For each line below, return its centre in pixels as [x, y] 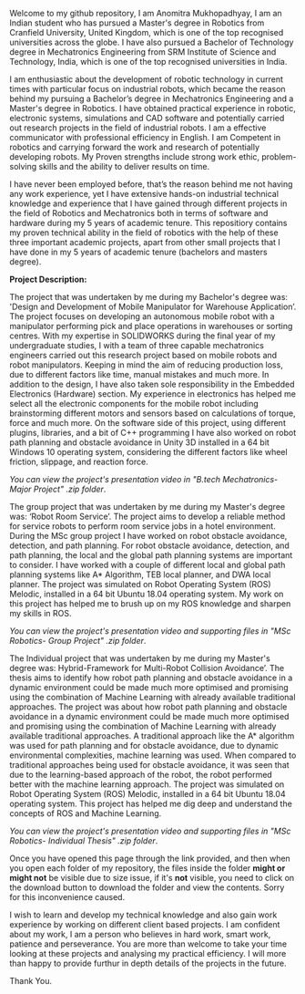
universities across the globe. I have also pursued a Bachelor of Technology [152, 42]
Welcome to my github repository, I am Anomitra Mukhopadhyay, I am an [146, 13]
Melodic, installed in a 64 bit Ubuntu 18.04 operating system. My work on [147, 594]
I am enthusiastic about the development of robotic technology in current [147, 79]
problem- [279, 157]
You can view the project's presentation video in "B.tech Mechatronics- [144, 479]
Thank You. [31, 981]
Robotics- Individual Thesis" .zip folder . [84, 841]
